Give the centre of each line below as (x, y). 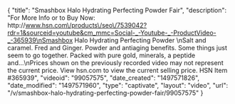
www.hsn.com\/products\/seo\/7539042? (86, 25)
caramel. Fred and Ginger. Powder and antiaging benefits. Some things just (117, 48)
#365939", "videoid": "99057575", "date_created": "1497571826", (104, 78)
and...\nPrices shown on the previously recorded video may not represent (115, 63)
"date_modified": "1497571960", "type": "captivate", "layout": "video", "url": (118, 85)
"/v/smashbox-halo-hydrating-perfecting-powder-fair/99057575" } (105, 93)
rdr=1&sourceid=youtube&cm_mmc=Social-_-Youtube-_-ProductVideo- (112, 33)
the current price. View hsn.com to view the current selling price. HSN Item (117, 70)
